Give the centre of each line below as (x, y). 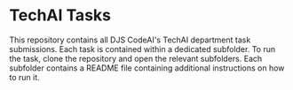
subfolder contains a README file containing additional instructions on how (147, 68)
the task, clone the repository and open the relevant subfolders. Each (136, 58)
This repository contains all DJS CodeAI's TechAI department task (130, 40)
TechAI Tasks (60, 15)
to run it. (24, 77)
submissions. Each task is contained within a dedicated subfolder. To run (143, 49)
